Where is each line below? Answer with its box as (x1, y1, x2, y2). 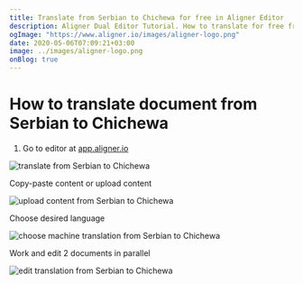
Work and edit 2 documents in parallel (9, 247, 151, 258)
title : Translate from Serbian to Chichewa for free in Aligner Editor (9, 13, 284, 23)
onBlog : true (9, 55, 59, 64)
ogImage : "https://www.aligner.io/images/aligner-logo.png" (9, 30, 241, 39)
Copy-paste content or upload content (9, 178, 152, 188)
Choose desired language (9, 213, 106, 224)
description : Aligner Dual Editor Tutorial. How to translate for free (9, 22, 284, 31)
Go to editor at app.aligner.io (22, 142, 129, 153)
